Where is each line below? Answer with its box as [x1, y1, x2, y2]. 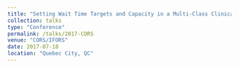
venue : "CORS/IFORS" [7, 37, 69, 44]
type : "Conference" [7, 23, 65, 30]
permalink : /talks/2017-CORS [7, 30, 94, 38]
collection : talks [7, 17, 62, 24]
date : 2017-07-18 [7, 43, 59, 50]
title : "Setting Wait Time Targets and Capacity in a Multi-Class [7, 10, 208, 18]
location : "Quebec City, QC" [7, 50, 94, 57]
